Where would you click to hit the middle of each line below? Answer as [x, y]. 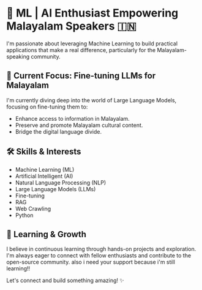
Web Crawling [33, 208]
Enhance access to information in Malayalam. [72, 118]
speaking [18, 56]
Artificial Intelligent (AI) [44, 176]
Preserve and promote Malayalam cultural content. [79, 125]
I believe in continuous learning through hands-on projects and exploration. [101, 249]
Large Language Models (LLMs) [55, 189]
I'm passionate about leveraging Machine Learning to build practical [92, 44]
